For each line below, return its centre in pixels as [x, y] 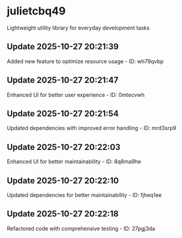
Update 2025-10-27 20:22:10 [63, 180]
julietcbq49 [36, 11]
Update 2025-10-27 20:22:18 [63, 214]
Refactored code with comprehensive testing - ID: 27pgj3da [81, 228]
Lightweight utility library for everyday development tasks [78, 28]
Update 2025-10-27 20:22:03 [64, 147]
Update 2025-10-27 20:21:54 [63, 114]
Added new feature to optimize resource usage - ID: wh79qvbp [85, 61]
